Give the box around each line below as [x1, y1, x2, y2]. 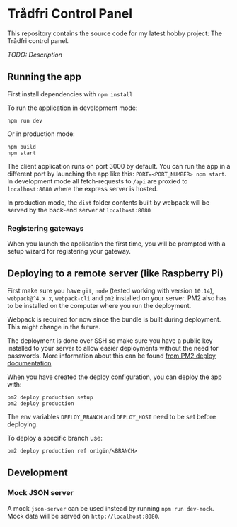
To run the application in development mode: [7, 103, 138, 112]
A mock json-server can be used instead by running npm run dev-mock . [7, 504, 214, 512]
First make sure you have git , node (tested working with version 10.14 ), [7, 286, 214, 295]
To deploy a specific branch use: [7, 433, 103, 442]
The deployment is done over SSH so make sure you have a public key [7, 336, 213, 345]
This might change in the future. [7, 322, 101, 331]
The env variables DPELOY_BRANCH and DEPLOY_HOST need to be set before [7, 412, 216, 421]
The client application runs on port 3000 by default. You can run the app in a [7, 161, 231, 170]
